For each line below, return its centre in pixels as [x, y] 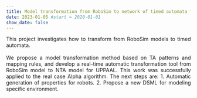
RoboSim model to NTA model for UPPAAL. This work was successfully [98, 70]
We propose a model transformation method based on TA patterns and [98, 58]
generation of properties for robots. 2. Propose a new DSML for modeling [98, 83]
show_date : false [27, 22]
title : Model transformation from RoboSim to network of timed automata [97, 11]
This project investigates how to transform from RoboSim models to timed [98, 39]
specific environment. [32, 89]
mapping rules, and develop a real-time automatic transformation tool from [98, 64]
